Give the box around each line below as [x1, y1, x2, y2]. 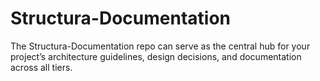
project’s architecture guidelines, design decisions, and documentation [10, 50, 302, 62]
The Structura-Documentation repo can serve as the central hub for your [10, 40, 311, 52]
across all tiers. [10, 61, 73, 73]
